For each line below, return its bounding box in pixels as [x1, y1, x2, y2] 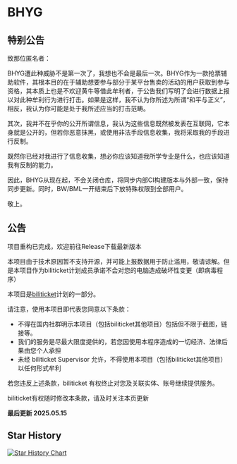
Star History [7, 429, 62, 441]
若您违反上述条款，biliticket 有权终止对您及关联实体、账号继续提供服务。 [7, 379, 219, 387]
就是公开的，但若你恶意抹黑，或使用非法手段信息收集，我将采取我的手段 [13, 128, 224, 136]
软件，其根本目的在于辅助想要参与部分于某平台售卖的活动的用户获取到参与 [13, 78, 230, 86]
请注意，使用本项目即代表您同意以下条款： [7, 305, 131, 313]
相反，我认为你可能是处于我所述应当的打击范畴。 [7, 104, 150, 113]
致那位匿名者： [7, 54, 51, 62]
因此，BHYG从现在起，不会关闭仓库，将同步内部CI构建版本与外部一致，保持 [7, 176, 229, 184]
